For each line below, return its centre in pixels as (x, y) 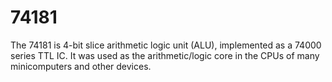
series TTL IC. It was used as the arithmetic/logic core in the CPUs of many (165, 55)
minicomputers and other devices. (81, 66)
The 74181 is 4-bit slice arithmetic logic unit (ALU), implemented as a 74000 (166, 45)
